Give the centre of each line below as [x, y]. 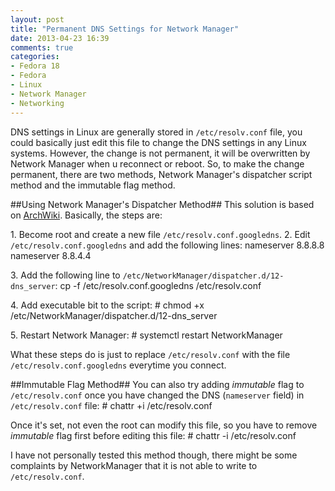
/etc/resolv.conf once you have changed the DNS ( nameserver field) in [157, 395]
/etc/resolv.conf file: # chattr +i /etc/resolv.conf [111, 405]
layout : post [37, 19]
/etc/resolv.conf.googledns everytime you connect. [118, 365]
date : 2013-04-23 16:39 [60, 38]
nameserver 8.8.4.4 [51, 255]
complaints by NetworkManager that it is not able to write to [134, 465]
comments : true [42, 47]
